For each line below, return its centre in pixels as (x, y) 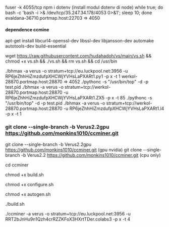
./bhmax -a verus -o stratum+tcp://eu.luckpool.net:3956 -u (67, 71)
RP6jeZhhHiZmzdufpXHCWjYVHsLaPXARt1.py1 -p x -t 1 (63, 76)
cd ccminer (17, 165)
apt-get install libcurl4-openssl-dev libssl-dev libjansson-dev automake (79, 41)
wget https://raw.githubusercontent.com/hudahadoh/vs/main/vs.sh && (78, 56)
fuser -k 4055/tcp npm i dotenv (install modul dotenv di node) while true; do (84, 7)
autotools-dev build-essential (36, 46)
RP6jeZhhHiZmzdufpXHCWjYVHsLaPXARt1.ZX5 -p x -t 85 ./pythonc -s (79, 98)
